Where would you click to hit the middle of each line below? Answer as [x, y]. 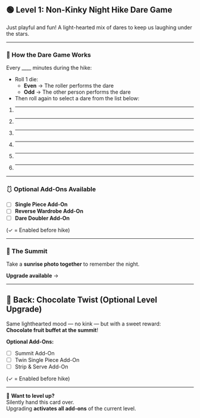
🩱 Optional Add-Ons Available [51, 189]
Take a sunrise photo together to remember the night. [73, 264]
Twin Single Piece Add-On [47, 359]
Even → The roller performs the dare [69, 86]
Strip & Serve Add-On [41, 367]
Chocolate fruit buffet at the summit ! [52, 330]
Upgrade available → [32, 275]
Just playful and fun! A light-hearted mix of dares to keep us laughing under [99, 27]
